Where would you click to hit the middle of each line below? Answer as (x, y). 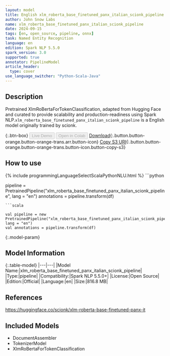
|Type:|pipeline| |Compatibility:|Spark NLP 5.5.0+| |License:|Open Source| (82, 276)
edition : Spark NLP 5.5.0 (32, 48)
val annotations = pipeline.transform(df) (51, 228)
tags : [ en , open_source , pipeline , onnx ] (50, 34)
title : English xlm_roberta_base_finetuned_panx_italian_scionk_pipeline (85, 15)
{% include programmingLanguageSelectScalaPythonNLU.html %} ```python (85, 175)
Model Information (35, 253)
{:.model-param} (23, 237)
